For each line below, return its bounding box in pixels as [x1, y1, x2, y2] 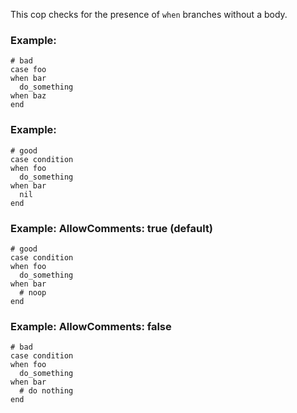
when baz [10, 91, 47, 101]
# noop [19, 287, 47, 298]
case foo [10, 65, 47, 75]
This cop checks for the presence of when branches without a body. [10, 9, 288, 20]
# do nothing [19, 386, 74, 396]
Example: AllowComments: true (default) [10, 221, 214, 235]
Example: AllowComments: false [10, 319, 172, 333]
